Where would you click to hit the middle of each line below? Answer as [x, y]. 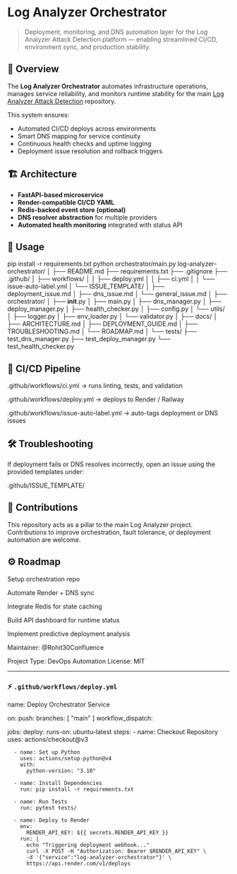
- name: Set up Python [47, 752]
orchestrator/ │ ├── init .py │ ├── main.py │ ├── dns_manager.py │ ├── [115, 302]
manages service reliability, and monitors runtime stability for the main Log [116, 93]
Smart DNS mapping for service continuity [79, 136]
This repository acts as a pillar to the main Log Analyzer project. [100, 524]
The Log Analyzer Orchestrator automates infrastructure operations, [108, 86]
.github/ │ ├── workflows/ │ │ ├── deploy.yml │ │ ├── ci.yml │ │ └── [111, 279]
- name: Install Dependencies [58, 783]
